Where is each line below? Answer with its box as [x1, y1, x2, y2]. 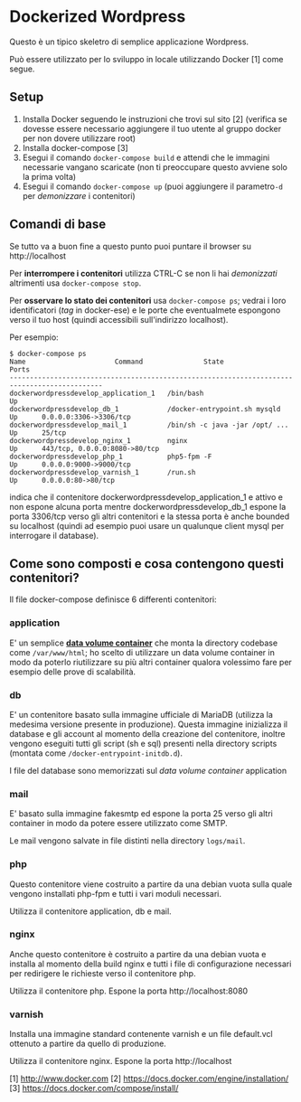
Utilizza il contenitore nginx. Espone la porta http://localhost [9, 1056, 232, 1067]
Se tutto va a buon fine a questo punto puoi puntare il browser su [9, 240, 251, 251]
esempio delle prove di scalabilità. [9, 666, 136, 677]
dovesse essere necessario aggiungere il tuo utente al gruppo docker [22, 123, 282, 134]
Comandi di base [9, 217, 107, 232]
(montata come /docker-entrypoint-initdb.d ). [9, 748, 183, 758]
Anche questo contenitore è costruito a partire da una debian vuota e [9, 948, 267, 959]
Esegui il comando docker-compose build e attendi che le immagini [22, 152, 270, 163]
